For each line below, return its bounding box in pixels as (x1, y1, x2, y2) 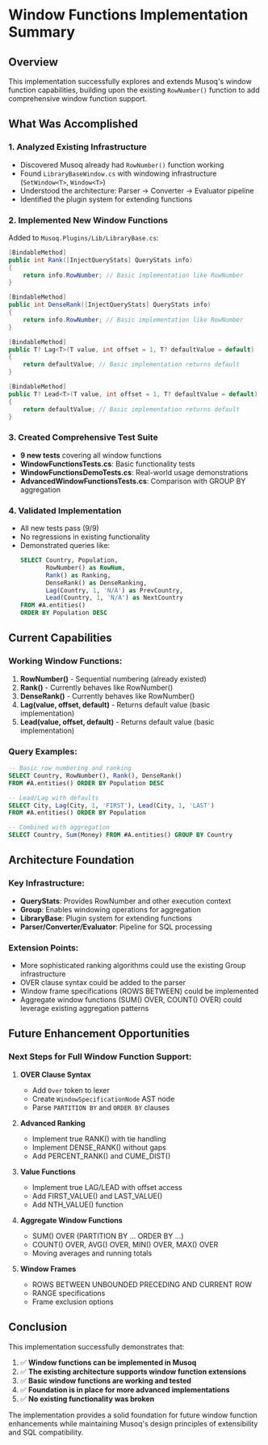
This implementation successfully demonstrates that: (8, 1341, 185, 1351)
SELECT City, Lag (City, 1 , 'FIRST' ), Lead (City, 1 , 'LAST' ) (8, 801, 216, 810)
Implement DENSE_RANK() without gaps (31, 1142, 167, 1152)
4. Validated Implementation (8, 504, 122, 516)
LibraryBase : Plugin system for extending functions (19, 913, 192, 923)
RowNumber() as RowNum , (45, 563, 126, 572)
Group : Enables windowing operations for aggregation (19, 904, 202, 914)
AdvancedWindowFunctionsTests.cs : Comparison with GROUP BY (19, 476, 246, 486)
